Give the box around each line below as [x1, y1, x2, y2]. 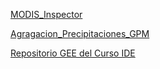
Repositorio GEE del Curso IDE [10, 47, 136, 59]
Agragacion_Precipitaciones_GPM [10, 28, 150, 39]
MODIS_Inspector [10, 9, 83, 20]
